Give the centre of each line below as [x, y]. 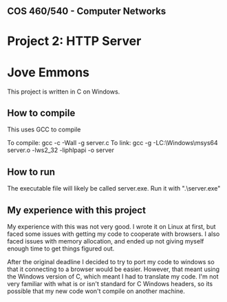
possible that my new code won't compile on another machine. [96, 291]
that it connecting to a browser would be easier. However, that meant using [113, 269]
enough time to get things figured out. [61, 248]
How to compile [41, 113]
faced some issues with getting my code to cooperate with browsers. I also [113, 234]
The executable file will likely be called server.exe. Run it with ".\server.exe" [114, 188]
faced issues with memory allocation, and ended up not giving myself [106, 241]
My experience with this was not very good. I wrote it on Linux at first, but [111, 226]
